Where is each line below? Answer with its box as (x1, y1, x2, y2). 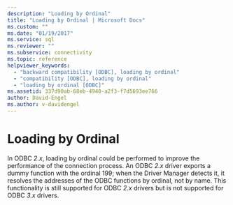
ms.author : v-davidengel (7, 101, 80, 108)
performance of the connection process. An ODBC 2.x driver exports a (7, 161, 211, 169)
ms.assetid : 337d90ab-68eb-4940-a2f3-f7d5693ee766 (7, 88, 158, 95)
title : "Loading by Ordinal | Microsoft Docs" (7, 17, 146, 24)
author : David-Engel (7, 95, 68, 102)
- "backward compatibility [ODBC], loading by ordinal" (13, 68, 180, 75)
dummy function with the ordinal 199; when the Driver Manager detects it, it (7, 169, 225, 177)
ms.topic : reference (7, 56, 68, 63)
